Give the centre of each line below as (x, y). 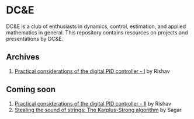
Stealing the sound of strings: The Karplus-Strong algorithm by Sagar (98, 110)
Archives (23, 57)
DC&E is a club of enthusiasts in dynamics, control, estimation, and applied (96, 26)
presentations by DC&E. (34, 38)
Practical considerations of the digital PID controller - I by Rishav (92, 71)
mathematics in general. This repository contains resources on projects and (97, 32)
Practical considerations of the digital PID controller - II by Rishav (93, 103)
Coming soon (31, 90)
